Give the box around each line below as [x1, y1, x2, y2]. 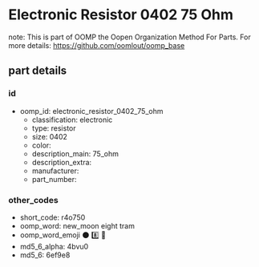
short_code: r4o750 [19, 212, 86, 222]
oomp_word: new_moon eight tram [19, 220, 135, 230]
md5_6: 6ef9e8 [19, 250, 71, 260]
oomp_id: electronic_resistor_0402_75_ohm [19, 106, 164, 115]
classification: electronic [31, 115, 113, 124]
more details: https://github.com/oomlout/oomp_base [8, 40, 185, 50]
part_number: [31, 174, 77, 184]
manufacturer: [31, 166, 79, 176]
